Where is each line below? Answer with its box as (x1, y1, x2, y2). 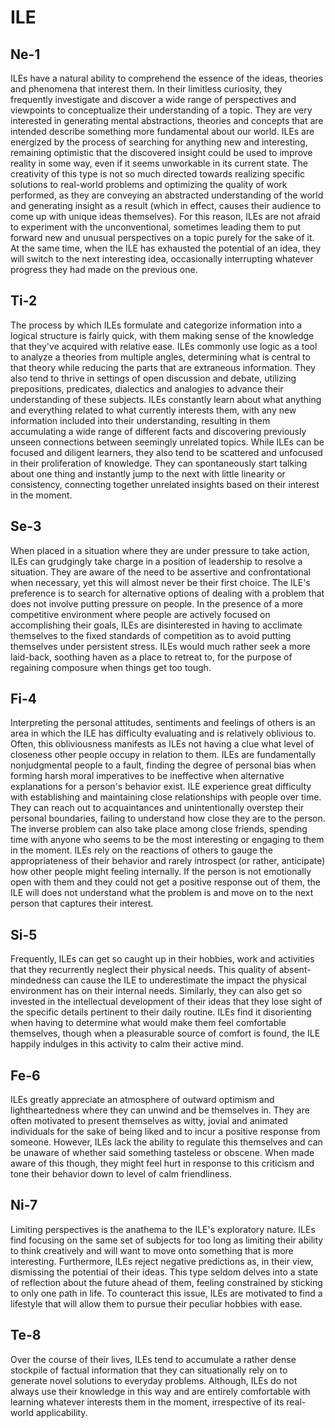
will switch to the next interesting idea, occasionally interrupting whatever (10, 253, 314, 265)
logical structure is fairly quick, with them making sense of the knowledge (10, 329, 315, 341)
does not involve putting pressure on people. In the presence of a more (10, 597, 304, 610)
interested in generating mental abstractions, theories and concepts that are (10, 115, 324, 126)
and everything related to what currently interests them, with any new (10, 404, 297, 416)
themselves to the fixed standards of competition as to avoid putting (10, 629, 292, 641)
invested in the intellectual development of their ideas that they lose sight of (10, 996, 323, 1008)
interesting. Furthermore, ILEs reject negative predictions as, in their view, (10, 1255, 314, 1267)
